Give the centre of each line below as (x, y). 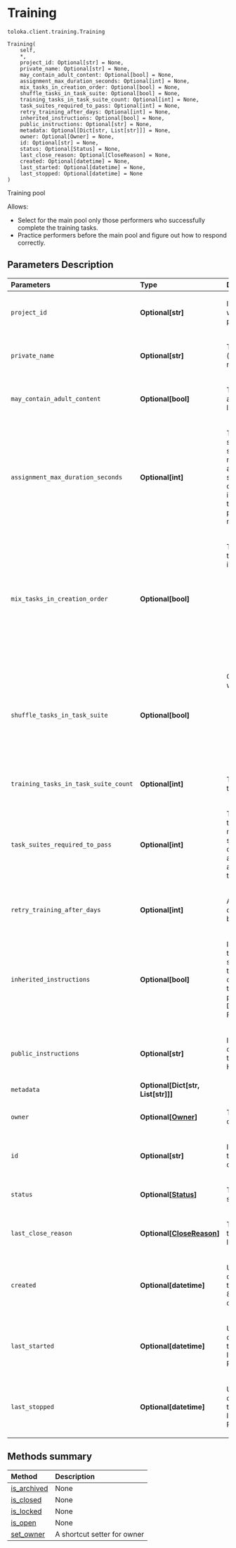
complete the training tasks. (58, 228)
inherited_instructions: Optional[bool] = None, (92, 118)
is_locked (26, 1511)
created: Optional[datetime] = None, (75, 161)
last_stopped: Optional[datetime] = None (81, 173)
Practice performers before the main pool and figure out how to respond (122, 235)
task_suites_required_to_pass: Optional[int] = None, (100, 106)
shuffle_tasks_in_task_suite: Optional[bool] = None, (100, 93)
